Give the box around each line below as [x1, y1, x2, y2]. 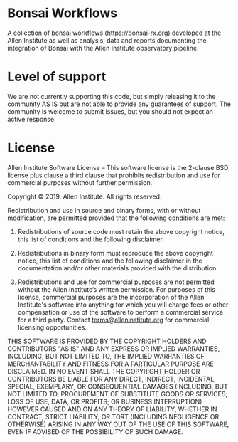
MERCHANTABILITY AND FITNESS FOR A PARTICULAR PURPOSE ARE [7, 359, 215, 368]
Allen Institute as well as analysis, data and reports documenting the [7, 36, 207, 44]
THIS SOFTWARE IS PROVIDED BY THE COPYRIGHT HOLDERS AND [7, 337, 207, 345]
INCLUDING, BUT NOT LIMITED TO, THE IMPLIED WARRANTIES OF [7, 352, 205, 360]
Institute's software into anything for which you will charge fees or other [17, 300, 229, 309]
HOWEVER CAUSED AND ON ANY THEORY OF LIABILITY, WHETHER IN [7, 404, 218, 414]
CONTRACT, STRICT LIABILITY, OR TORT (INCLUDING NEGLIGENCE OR [7, 412, 220, 421]
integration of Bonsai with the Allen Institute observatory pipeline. [7, 43, 199, 52]
